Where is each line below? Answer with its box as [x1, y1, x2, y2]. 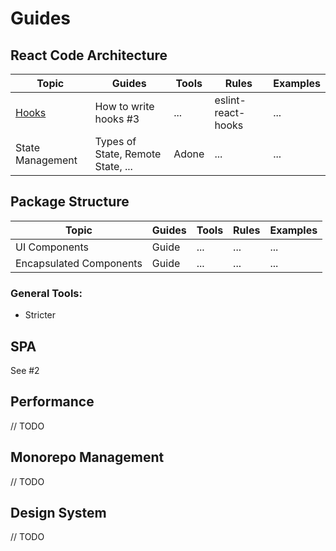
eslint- [214, 93, 247, 107]
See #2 [10, 364, 40, 376]
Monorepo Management [10, 449, 165, 466]
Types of [94, 135, 137, 148]
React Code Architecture [10, 47, 168, 64]
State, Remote [94, 147, 162, 161]
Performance [10, 393, 95, 411]
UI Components [15, 240, 89, 254]
